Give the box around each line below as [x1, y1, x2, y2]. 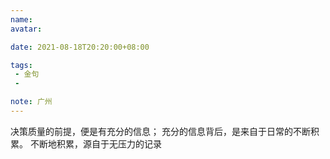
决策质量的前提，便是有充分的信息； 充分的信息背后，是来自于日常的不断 [10, 125, 311, 137]
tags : [10, 60, 33, 70]
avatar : [10, 24, 43, 34]
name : [10, 14, 33, 25]
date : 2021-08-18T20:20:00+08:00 [10, 42, 150, 52]
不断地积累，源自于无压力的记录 [29, 137, 162, 150]
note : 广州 [10, 97, 53, 107]
